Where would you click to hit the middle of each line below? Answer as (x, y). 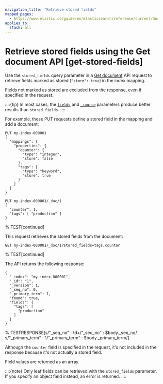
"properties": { (30, 146)
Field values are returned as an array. (42, 362)
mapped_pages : (19, 14)
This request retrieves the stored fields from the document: (64, 236)
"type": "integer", (42, 154)
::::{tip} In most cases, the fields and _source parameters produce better (78, 104)
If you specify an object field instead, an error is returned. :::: (66, 376)
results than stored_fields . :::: (35, 110)
